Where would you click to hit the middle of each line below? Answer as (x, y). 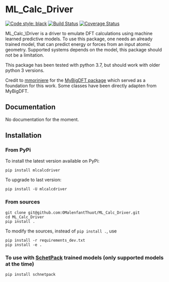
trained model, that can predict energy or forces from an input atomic (78, 44)
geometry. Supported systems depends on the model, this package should (83, 49)
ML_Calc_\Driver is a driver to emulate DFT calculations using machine (79, 33)
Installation (23, 135)
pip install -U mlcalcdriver (36, 189)
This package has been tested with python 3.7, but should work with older (83, 65)
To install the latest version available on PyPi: (52, 161)
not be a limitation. (25, 55)
